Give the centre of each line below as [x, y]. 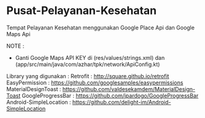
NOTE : [15, 46]
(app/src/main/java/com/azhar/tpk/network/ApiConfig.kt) [87, 64]
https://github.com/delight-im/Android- [122, 102]
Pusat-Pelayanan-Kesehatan [82, 11]
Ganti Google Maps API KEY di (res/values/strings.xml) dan [90, 57]
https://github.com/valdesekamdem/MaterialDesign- [129, 89]
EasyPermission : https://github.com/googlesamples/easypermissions [95, 83]
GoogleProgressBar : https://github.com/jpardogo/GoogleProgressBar [110, 95]
